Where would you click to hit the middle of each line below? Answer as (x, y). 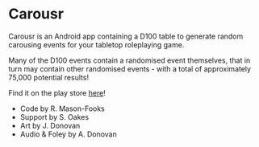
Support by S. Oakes (54, 116)
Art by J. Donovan (50, 125)
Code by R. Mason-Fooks (62, 108)
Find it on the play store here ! (57, 92)
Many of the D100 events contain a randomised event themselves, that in (129, 60)
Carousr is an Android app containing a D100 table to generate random (126, 36)
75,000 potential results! (49, 77)
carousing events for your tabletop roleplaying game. (96, 44)
